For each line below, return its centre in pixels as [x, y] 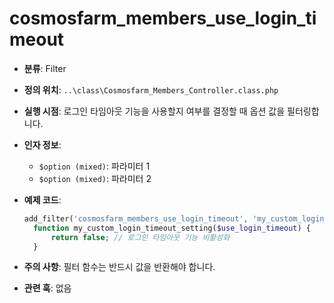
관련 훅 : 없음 [47, 288]
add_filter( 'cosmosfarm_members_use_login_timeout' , [136, 218]
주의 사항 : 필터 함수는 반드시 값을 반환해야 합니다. [119, 267]
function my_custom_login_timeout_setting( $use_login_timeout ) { [172, 228]
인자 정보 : [42, 144]
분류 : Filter [45, 68]
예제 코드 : [42, 199]
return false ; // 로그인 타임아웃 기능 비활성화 [140, 237]
